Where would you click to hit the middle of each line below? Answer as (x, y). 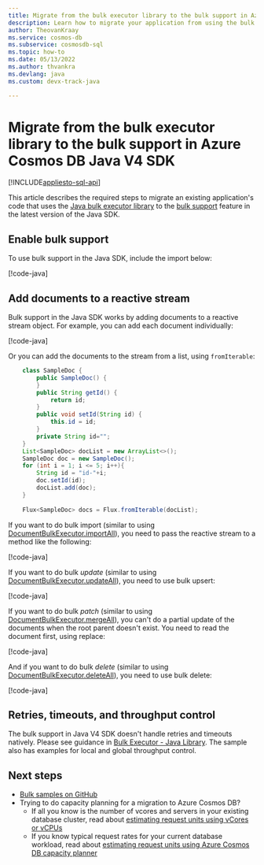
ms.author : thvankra (42, 67)
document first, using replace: (57, 636)
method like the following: (50, 541)
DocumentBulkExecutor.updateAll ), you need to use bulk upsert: (112, 581)
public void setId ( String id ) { (90, 414)
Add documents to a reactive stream (99, 298)
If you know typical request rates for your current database (127, 837)
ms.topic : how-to (37, 52)
